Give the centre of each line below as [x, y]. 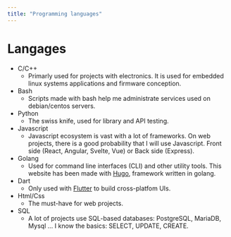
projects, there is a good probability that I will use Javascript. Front [125, 143]
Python [28, 113]
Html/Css [31, 195]
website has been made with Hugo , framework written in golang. [122, 173]
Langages [37, 48]
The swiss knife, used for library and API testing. [98, 121]
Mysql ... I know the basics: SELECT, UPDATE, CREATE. [108, 226]
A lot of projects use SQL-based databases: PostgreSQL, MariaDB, [125, 218]
